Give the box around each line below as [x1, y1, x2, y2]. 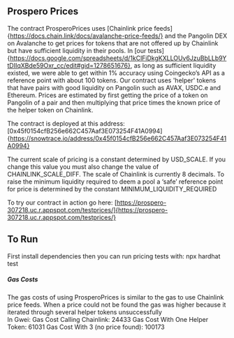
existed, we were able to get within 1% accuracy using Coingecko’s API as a [7, 68, 226, 77]
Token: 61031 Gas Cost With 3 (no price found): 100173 [7, 323, 166, 331]
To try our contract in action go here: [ [7, 198, 117, 207]
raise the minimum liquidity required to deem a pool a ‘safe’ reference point [7, 177, 224, 186]
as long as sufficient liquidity [133, 61, 217, 69]
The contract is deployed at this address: [7, 119, 126, 128]
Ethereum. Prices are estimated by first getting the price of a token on [7, 91, 208, 99]
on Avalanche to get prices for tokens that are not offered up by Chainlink [7, 38, 219, 47]
